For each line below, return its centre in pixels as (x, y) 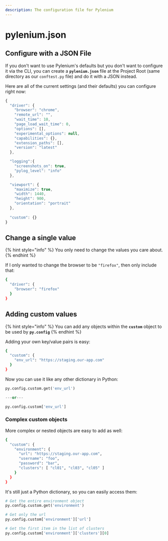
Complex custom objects (36, 419)
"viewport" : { (24, 185)
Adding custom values (41, 314)
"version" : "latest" (36, 148)
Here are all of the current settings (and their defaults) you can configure (81, 86)
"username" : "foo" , (39, 459)
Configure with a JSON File (48, 53)
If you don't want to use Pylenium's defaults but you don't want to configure (84, 66)
